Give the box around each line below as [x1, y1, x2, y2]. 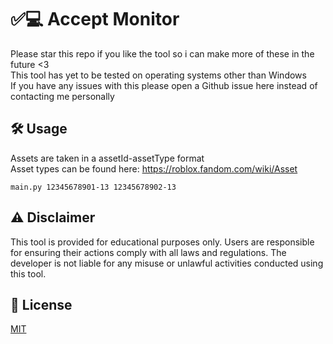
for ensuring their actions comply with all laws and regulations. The [10, 246, 287, 258]
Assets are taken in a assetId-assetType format [10, 152, 205, 164]
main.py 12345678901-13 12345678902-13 [10, 182, 177, 192]
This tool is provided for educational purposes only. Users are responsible [10, 236, 315, 248]
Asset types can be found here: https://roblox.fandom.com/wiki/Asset [10, 162, 298, 175]
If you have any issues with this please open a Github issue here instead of [10, 79, 318, 91]
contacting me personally [10, 90, 115, 102]
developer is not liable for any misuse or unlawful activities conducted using [10, 257, 324, 269]
